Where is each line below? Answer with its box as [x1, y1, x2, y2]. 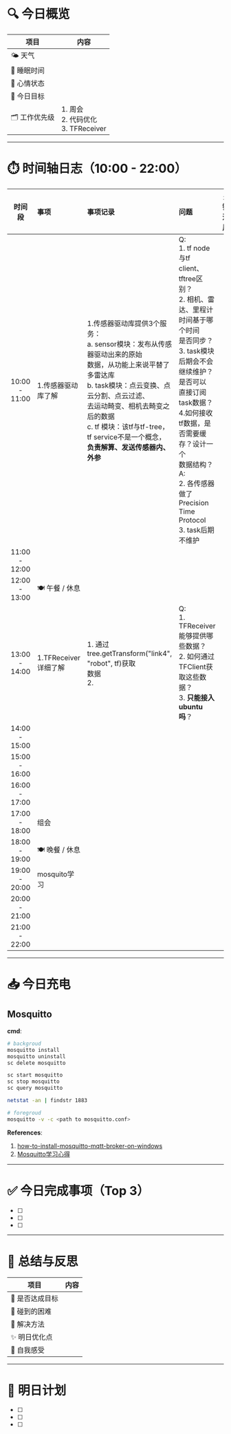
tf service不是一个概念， [87, 432, 166, 441]
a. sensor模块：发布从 [87, 339, 158, 348]
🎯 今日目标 [10, 91, 45, 101]
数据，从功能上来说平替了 [87, 359, 170, 369]
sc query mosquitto [7, 1085, 63, 1092]
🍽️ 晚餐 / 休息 [36, 845, 80, 854]
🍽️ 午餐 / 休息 [36, 583, 80, 593]
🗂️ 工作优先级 [10, 113, 55, 123]
